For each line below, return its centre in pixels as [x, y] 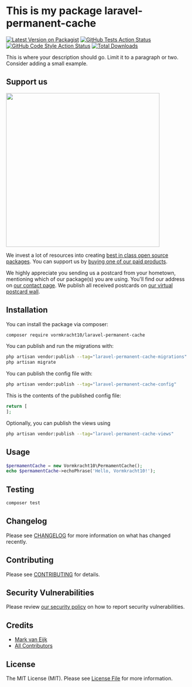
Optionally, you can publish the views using [58, 423]
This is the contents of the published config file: [64, 396]
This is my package [54, 11]
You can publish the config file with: [49, 374]
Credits [20, 625]
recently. [17, 541]
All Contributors [33, 646]
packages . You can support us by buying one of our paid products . [87, 261]
